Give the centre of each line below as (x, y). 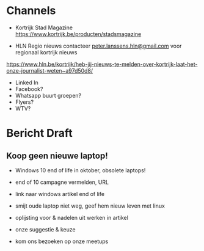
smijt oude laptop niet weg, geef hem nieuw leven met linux (90, 206)
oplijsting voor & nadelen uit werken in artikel (71, 217)
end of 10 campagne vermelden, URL (62, 182)
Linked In (27, 82)
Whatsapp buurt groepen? (48, 95)
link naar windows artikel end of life (60, 194)
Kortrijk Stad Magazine (44, 27)
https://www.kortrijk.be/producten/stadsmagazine (78, 34)
